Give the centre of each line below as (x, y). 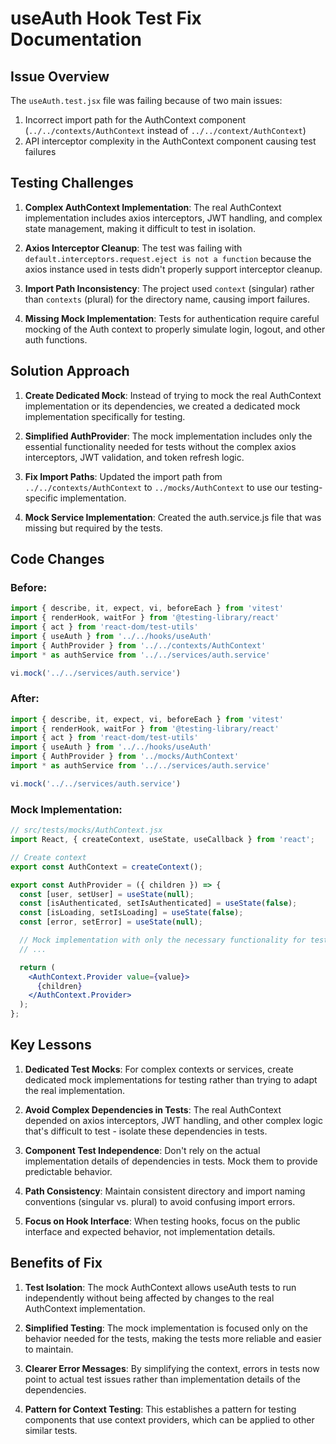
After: (25, 699)
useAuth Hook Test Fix (106, 18)
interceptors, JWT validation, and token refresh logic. (134, 457)
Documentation (76, 39)
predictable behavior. (68, 1171)
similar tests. (51, 1430)
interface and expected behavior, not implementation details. (150, 1231)
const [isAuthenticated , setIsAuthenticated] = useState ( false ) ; (158, 903)
